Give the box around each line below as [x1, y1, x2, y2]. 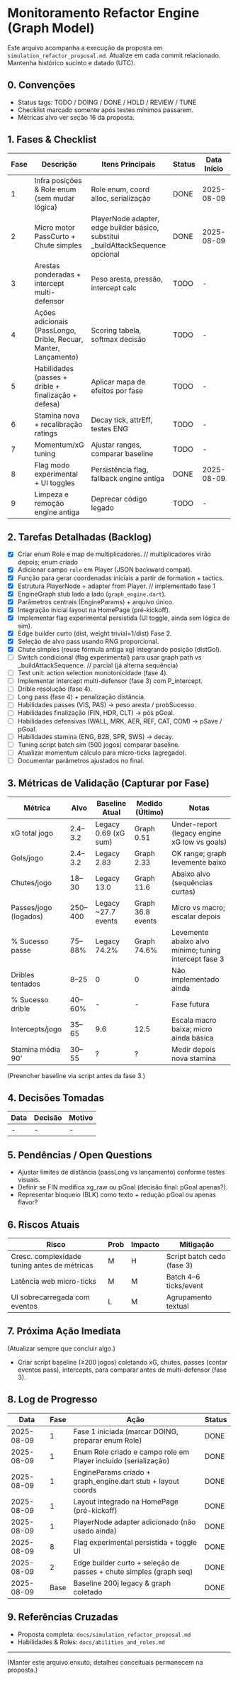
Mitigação [179, 1240, 215, 1250]
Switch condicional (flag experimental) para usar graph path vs [17, 653, 202, 662]
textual [166, 1302, 189, 1311]
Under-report [171, 819, 217, 829]
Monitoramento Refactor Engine [7, 5, 200, 21]
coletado [73, 1587, 103, 1597]
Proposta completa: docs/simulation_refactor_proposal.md [17, 1630, 191, 1638]
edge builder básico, [91, 222, 159, 232]
